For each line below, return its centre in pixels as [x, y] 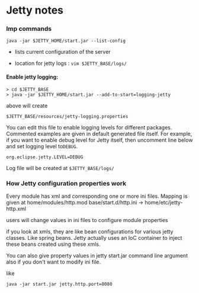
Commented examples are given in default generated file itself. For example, [99, 134]
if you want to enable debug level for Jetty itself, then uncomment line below [99, 140]
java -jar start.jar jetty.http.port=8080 [59, 284]
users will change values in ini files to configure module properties [87, 220]
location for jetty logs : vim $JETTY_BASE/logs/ [71, 63]
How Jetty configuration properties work [66, 183]
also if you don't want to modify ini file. [54, 262]
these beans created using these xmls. [53, 244]
